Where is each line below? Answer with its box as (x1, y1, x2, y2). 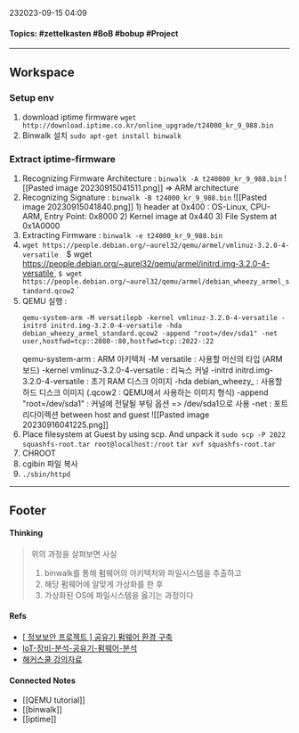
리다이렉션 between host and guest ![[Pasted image (21, 409, 210, 420)
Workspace (9, 64, 75, 79)
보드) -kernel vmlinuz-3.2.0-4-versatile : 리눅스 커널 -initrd (21, 365, 234, 375)
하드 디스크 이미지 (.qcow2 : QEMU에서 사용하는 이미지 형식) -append (21, 387, 269, 398)
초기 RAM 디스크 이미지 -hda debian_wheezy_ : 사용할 (90, 376, 283, 387)
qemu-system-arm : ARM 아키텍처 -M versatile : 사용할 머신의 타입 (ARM (21, 354, 283, 365)
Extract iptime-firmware (9, 152, 116, 165)
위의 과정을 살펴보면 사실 (30, 548, 117, 559)
